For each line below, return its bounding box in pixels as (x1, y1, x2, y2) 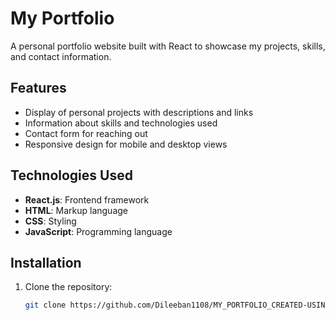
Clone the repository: (24, 281, 113, 293)
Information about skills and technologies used (24, 117, 218, 129)
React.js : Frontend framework (24, 193, 150, 206)
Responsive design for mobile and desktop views (24, 138, 228, 150)
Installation (10, 254, 82, 271)
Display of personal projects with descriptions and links (24, 106, 254, 118)
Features (10, 80, 67, 97)
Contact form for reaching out (24, 127, 148, 139)
